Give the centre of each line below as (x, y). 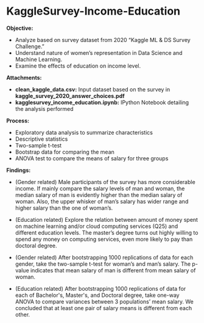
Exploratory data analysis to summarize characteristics (84, 132)
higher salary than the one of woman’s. (64, 208)
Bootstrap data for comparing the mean (65, 152)
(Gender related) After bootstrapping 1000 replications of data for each (104, 257)
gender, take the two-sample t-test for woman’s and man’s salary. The (103, 264)
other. (23, 314)
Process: (18, 121)
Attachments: (24, 77)
